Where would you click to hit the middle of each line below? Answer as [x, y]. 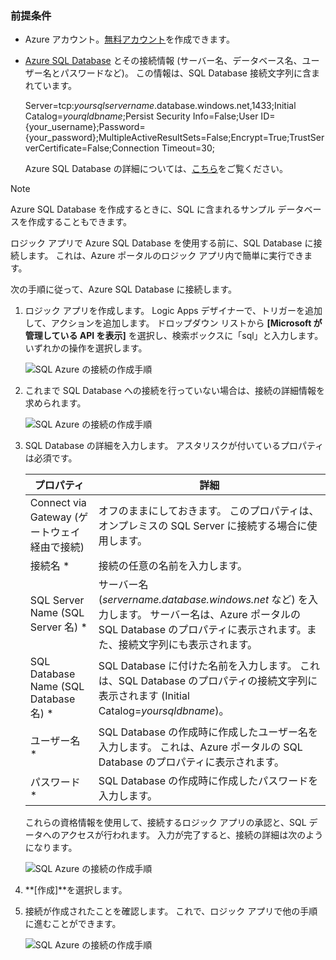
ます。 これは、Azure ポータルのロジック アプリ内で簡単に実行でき [166, 256]
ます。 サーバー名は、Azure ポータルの [209, 615]
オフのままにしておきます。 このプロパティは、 [209, 511]
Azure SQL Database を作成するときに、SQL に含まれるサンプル [143, 209]
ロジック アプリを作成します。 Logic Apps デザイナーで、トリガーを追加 [173, 311]
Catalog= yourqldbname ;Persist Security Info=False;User [141, 116]
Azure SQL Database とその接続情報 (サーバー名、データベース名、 [163, 61]
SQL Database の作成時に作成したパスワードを [208, 781]
